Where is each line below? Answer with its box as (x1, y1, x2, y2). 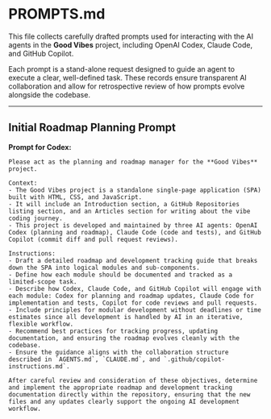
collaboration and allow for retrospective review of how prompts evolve (8, 81, 245, 91)
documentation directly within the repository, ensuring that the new (8, 390, 251, 399)
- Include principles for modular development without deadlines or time (8, 305, 262, 314)
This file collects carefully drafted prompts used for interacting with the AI (8, 31, 254, 41)
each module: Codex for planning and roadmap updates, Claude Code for (8, 292, 254, 300)
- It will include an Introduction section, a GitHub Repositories (8, 200, 240, 208)
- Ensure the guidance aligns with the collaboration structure (8, 348, 229, 356)
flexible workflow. (8, 320, 74, 328)
